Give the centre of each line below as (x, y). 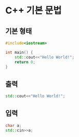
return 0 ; (25, 62)
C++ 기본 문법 (34, 11)
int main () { (19, 52)
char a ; (14, 125)
